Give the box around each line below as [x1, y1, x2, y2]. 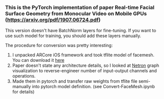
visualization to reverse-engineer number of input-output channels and [12, 68, 157, 74]
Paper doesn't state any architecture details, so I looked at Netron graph [12, 62, 160, 68]
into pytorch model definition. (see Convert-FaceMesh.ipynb [32, 84, 155, 90]
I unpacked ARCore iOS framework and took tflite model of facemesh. [12, 52, 155, 58]
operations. [12, 73, 36, 79]
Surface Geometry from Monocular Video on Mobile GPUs [5, 10, 147, 17]
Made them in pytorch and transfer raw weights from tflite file [12, 78, 138, 84]
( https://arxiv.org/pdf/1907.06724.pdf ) [5, 16, 101, 23]
